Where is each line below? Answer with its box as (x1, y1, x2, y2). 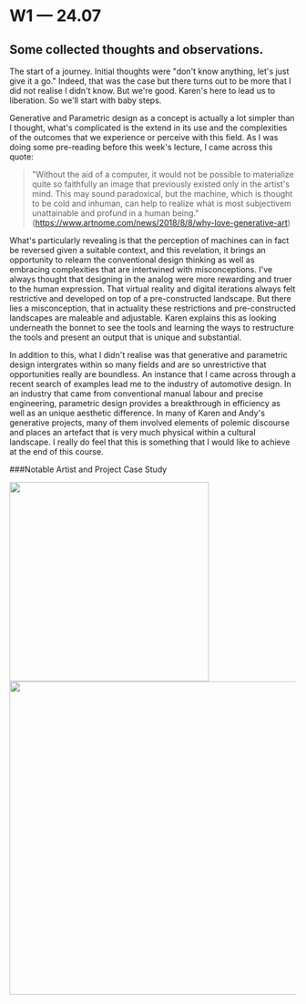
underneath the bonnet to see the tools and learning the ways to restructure (9, 323, 294, 333)
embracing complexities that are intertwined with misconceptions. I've (9, 264, 273, 274)
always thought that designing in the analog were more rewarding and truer (9, 274, 292, 284)
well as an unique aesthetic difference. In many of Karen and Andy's (9, 407, 266, 418)
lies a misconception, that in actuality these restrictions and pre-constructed (9, 302, 296, 313)
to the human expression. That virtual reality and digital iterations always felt (9, 283, 296, 294)
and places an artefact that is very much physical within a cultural (9, 427, 257, 437)
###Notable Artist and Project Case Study (9, 464, 168, 475)
